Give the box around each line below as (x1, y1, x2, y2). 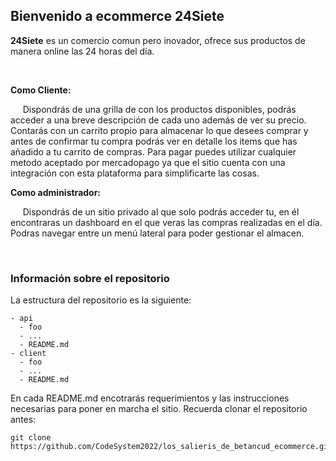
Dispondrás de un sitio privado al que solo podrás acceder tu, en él (22, 205, 300, 218)
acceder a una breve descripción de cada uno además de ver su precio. (10, 114, 307, 126)
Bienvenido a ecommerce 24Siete (10, 8, 225, 25)
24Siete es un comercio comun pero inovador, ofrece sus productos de (10, 34, 306, 46)
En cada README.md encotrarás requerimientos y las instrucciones (10, 392, 290, 404)
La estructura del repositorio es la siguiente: (10, 294, 192, 306)
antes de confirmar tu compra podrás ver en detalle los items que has (10, 135, 298, 147)
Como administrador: (10, 186, 102, 198)
